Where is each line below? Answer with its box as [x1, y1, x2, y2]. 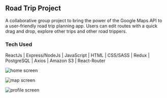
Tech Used [5, 40, 32, 47]
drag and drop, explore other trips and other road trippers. [5, 28, 127, 34]
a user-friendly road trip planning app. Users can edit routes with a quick [5, 23, 157, 29]
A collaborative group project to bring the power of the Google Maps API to [5, 17, 162, 23]
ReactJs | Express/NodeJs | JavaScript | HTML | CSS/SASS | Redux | [5, 53, 150, 59]
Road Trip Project [5, 4, 61, 13]
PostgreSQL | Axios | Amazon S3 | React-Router [5, 58, 106, 64]
